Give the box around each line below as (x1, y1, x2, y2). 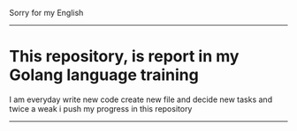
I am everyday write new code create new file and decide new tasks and (9, 94, 272, 105)
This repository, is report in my (9, 47, 240, 67)
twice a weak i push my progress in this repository (9, 103, 193, 113)
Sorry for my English (9, 8, 84, 18)
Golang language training (9, 65, 199, 85)
